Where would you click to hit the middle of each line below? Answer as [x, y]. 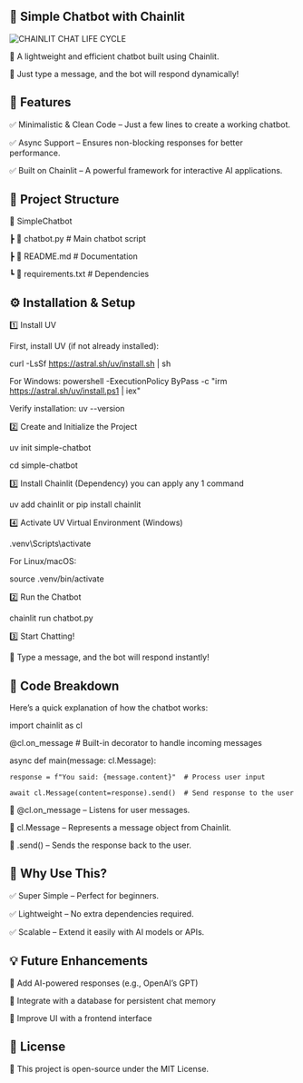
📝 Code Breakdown [64, 686]
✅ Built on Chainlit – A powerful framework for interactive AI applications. [146, 170]
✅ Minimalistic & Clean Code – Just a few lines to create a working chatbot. [150, 124]
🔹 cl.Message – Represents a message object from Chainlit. [120, 828]
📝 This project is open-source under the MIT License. [109, 1068]
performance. [35, 153]
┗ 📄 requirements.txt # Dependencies [79, 274]
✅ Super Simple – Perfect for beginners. [84, 895]
